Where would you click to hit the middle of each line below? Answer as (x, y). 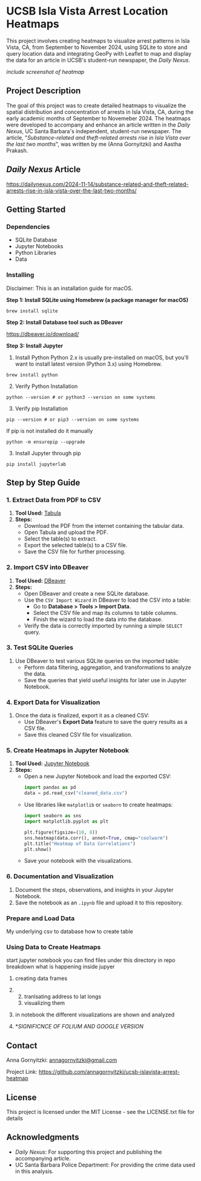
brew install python (32, 375)
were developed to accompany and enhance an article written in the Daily (98, 125)
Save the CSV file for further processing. (75, 551)
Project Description (44, 91)
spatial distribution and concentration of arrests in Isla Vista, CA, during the (100, 112)
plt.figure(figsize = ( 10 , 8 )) (61, 832)
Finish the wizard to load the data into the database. (98, 619)
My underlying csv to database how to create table (70, 932)
